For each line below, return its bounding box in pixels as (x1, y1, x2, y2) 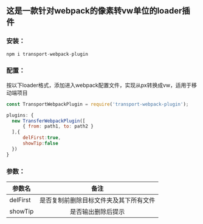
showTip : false (22, 140, 59, 147)
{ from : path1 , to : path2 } (22, 123, 94, 129)
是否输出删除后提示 (69, 208, 125, 216)
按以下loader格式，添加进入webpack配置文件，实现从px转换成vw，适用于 (6, 81, 192, 89)
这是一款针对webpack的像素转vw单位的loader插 (6, 5, 190, 16)
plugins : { (6, 112, 34, 118)
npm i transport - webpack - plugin (6, 51, 88, 57)
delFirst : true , (22, 135, 61, 141)
